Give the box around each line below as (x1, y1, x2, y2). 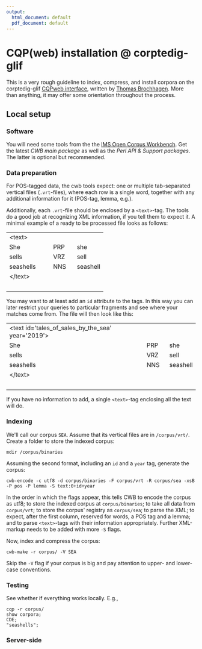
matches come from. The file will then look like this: (6, 310, 133, 318)
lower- (176, 559, 192, 566)
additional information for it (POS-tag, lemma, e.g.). (6, 195, 133, 202)
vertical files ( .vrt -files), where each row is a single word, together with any (6, 189, 195, 196)
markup (6, 525, 26, 533)
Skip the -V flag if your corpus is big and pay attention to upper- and (6, 559, 176, 566)
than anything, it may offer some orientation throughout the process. (6, 92, 176, 99)
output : (6, 8, 26, 15)
